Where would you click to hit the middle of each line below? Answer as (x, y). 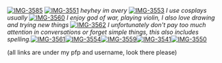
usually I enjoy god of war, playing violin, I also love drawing (111, 18)
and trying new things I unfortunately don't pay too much (107, 25)
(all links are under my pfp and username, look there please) (92, 52)
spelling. (19, 39)
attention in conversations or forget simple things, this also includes (103, 32)
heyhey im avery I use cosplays (144, 10)
